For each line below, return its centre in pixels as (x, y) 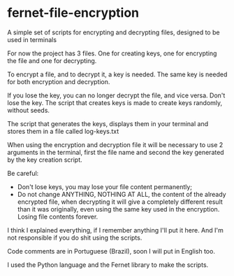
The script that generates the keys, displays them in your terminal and (108, 123)
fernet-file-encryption (73, 13)
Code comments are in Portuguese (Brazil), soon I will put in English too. (111, 251)
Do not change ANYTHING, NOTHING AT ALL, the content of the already (122, 194)
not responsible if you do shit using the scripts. (75, 237)
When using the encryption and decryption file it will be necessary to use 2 (115, 144)
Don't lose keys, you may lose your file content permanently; (105, 186)
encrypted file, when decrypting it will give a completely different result (120, 202)
